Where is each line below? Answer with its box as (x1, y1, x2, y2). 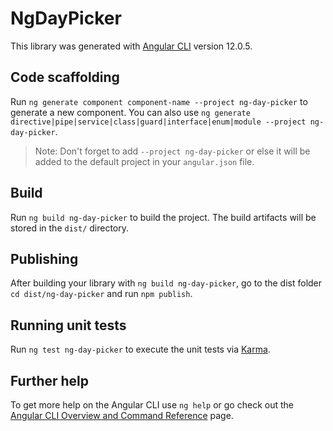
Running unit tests (10, 317, 127, 334)
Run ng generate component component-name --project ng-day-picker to (10, 95, 308, 107)
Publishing (10, 250, 79, 267)
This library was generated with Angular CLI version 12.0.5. (10, 40, 253, 52)
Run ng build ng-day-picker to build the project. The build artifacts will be (10, 211, 317, 223)
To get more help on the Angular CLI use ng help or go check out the (10, 399, 294, 411)
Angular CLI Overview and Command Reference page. (10, 410, 234, 421)
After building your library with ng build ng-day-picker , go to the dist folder (10, 277, 323, 289)
